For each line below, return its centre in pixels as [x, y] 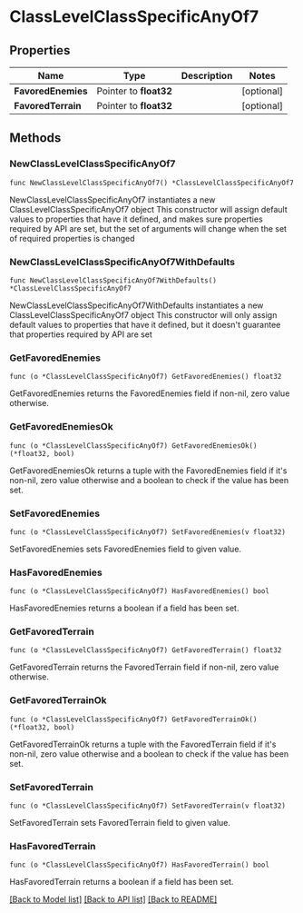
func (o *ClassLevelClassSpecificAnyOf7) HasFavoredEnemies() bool [140, 591]
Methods [35, 138]
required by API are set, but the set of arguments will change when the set [148, 228]
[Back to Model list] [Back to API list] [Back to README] [113, 899]
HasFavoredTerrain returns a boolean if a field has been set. [122, 882]
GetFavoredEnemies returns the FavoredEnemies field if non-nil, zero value [150, 393]
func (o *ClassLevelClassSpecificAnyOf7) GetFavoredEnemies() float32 [146, 377]
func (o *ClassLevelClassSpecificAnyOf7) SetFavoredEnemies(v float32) [147, 532]
